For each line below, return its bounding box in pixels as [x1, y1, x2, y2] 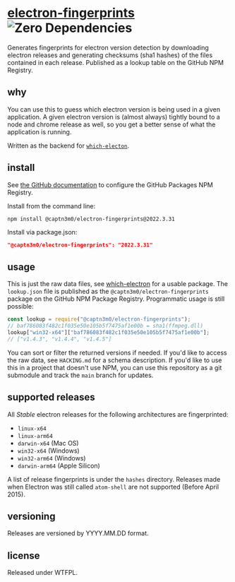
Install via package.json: [7, 227, 78, 236]
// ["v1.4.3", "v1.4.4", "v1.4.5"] [7, 335, 112, 343]
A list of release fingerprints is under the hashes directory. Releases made [7, 475, 221, 483]
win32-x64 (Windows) [17, 446, 80, 455]
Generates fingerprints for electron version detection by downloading [7, 43, 210, 52]
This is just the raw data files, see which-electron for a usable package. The [7, 280, 228, 288]
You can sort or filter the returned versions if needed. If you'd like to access [7, 348, 227, 357]
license [7, 550, 40, 562]
